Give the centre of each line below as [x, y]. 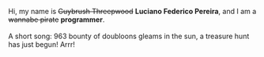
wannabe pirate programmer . [57, 20]
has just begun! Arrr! [41, 45]
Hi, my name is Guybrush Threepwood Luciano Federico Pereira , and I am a [132, 11]
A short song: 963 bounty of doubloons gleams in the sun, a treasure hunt [129, 36]
